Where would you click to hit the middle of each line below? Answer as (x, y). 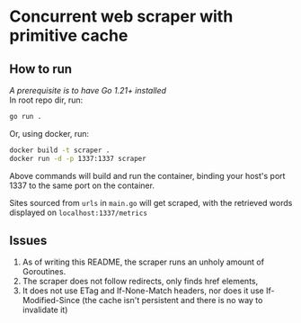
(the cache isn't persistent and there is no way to (173, 301)
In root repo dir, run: (46, 100)
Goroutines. (44, 272)
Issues (28, 241)
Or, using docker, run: (49, 133)
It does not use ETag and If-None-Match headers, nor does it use (143, 291)
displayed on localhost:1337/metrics (79, 212)
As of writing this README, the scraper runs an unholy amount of (143, 262)
